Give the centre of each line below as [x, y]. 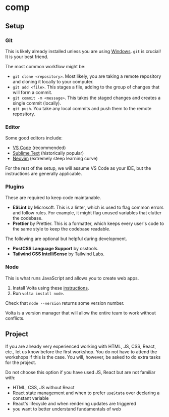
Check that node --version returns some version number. [65, 303]
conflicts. [15, 318]
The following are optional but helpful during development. [66, 239]
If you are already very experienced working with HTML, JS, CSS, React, [81, 346]
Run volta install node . [38, 293]
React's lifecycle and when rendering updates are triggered [74, 403]
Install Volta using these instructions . [51, 288]
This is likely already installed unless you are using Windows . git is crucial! [83, 51]
